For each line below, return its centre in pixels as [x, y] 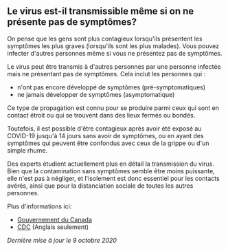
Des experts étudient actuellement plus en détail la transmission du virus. [111, 164]
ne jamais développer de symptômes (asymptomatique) [96, 94]
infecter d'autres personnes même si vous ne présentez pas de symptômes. [115, 53]
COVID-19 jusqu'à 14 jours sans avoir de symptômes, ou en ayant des [105, 135]
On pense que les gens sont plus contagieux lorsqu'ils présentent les [105, 39]
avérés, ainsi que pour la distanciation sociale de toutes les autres [100, 186]
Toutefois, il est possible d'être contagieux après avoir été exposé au [104, 128]
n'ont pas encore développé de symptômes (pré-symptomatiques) [111, 87]
